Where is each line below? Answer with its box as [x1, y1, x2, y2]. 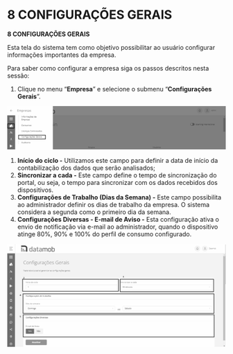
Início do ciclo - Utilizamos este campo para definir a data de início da [17, 156, 218, 164]
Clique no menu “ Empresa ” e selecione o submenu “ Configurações [17, 85, 212, 93]
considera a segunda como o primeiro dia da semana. [17, 208, 171, 216]
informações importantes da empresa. [7, 51, 116, 59]
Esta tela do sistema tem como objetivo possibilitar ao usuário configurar [7, 43, 216, 51]
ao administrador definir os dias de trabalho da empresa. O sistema [17, 200, 210, 209]
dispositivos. [17, 186, 54, 194]
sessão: [7, 71, 30, 80]
